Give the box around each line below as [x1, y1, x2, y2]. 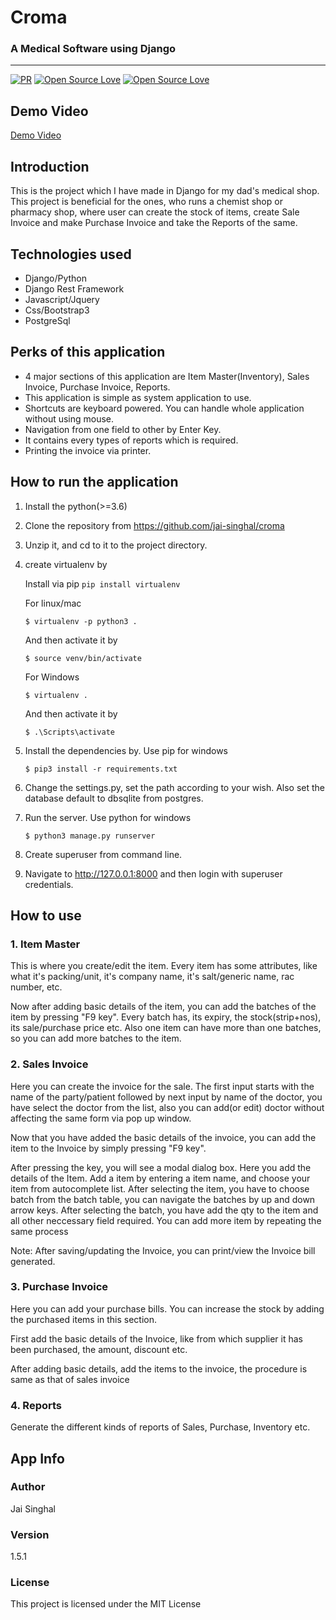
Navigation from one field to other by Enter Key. [24, 423, 222, 435]
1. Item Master [10, 937, 81, 951]
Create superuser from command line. [24, 848, 183, 860]
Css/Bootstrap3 [24, 304, 90, 316]
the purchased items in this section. [10, 1313, 158, 1325]
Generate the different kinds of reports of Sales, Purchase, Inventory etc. [10, 1421, 311, 1433]
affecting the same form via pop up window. [10, 1112, 192, 1124]
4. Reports [10, 1398, 62, 1412]
